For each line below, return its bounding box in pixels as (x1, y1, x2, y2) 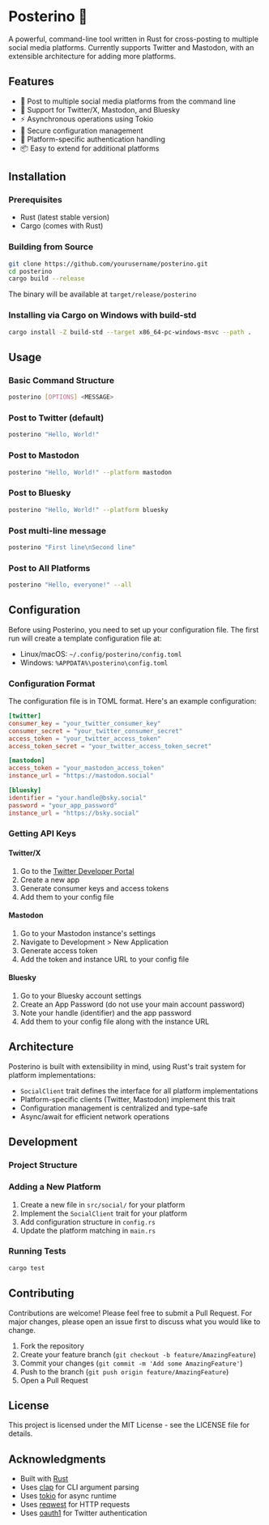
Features (8, 75, 54, 88)
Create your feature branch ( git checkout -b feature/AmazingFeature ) (19, 1349, 257, 1359)
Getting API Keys (8, 828, 77, 839)
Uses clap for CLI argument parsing (19, 1482, 139, 1493)
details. (8, 1429, 33, 1438)
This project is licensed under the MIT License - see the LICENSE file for (8, 1421, 250, 1430)
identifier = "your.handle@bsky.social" (8, 794, 147, 802)
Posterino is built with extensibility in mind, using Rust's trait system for (8, 1061, 246, 1071)
